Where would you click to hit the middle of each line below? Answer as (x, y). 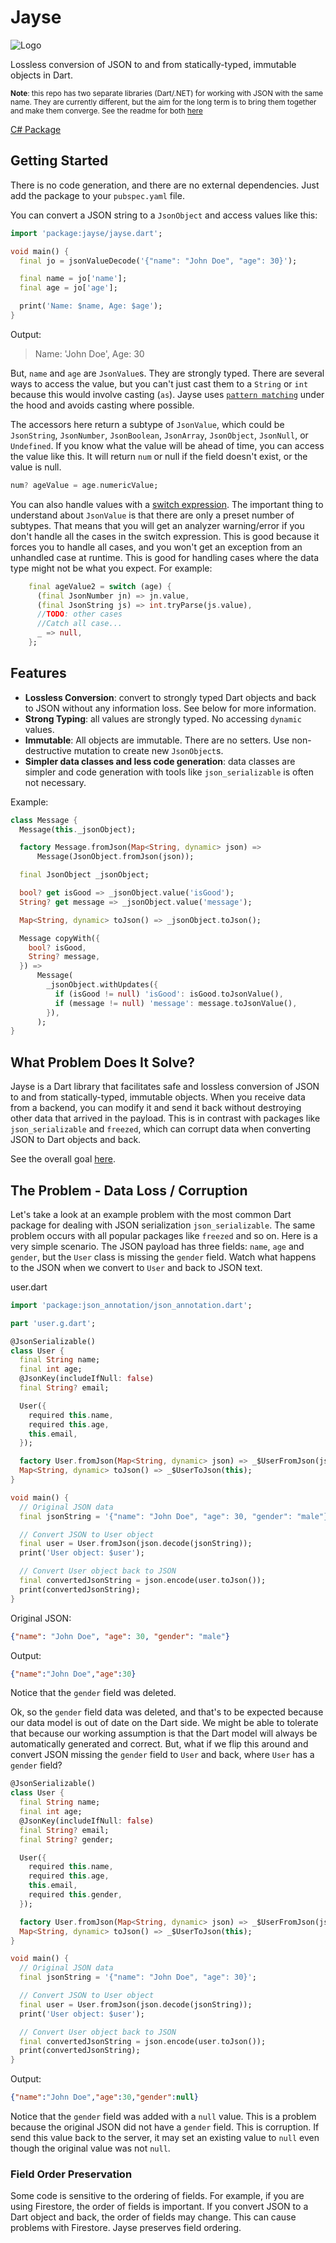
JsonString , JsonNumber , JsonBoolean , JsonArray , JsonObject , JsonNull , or (159, 435)
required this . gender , (75, 1895)
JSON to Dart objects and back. (76, 1140)
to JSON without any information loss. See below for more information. (170, 708)
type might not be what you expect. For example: (111, 568)
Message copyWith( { (60, 938)
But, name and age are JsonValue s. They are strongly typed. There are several (167, 373)
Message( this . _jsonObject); (78, 829)
